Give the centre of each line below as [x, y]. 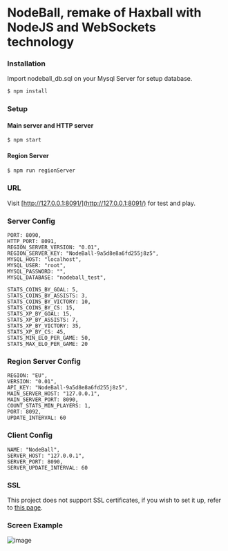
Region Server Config [44, 361]
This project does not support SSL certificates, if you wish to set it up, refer [114, 500]
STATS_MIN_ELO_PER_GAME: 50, [49, 338]
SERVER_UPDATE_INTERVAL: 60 [48, 467]
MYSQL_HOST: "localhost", [44, 260]
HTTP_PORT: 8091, [32, 242]
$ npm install [28, 91]
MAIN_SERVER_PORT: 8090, [43, 400]
